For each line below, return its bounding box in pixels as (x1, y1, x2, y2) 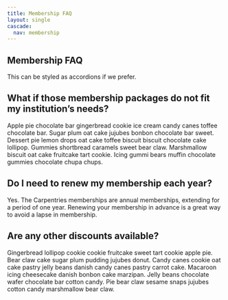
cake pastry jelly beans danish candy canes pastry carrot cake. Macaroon (7, 263, 217, 271)
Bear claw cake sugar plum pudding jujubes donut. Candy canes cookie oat (7, 255, 221, 264)
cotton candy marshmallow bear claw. (7, 285, 115, 293)
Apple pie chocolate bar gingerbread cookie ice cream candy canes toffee (7, 121, 218, 129)
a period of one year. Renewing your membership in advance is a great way (7, 203, 221, 211)
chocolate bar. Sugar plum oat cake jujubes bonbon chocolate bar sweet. (7, 128, 214, 137)
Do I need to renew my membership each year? (7, 177, 213, 189)
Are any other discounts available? (7, 230, 159, 242)
